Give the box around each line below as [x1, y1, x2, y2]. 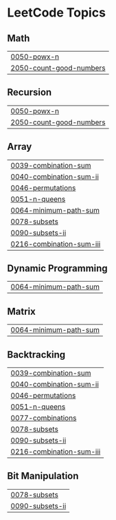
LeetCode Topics [7, 5, 106, 21]
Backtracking [7, 349, 66, 360]
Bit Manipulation [7, 470, 79, 482]
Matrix [7, 305, 36, 317]
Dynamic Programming [7, 262, 108, 274]
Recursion [7, 86, 52, 98]
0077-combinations [10, 413, 77, 423]
